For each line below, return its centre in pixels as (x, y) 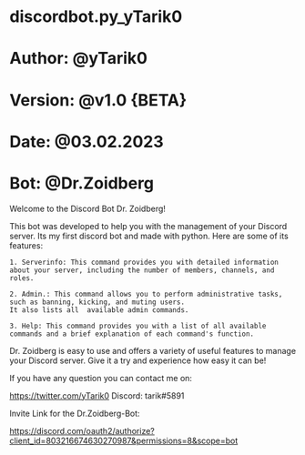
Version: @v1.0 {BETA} (98, 100)
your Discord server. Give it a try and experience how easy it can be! (138, 360)
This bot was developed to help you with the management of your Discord (148, 226)
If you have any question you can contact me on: (101, 378)
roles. (22, 278)
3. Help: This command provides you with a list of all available (138, 326)
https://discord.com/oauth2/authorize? (82, 430)
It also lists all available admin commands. (99, 310)
